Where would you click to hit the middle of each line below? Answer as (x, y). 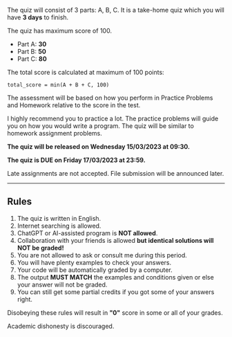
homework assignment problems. (55, 133)
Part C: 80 (32, 59)
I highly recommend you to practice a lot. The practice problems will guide (113, 118)
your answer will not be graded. (62, 284)
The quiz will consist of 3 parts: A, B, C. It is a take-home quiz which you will (116, 10)
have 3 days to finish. (38, 17)
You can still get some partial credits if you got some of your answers (116, 292)
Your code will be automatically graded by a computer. (95, 270)
